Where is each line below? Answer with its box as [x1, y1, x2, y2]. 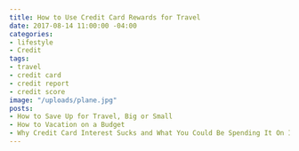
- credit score [9, 87, 66, 96]
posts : [9, 104, 34, 113]
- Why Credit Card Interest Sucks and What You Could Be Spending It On [9, 129, 285, 138]
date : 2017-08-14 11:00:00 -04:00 [9, 21, 138, 30]
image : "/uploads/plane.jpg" [9, 95, 117, 105]
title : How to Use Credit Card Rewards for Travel [9, 12, 201, 22]
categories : [9, 29, 53, 38]
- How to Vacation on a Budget [9, 121, 125, 130]
